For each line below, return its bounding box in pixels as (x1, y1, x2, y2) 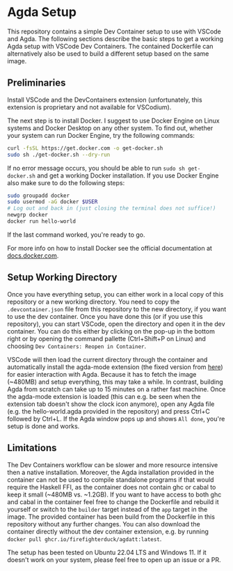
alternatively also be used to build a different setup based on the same (7, 49, 209, 58)
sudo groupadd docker (7, 192, 70, 199)
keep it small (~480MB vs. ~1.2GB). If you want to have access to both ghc (7, 490, 222, 499)
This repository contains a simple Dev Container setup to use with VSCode (7, 27, 221, 36)
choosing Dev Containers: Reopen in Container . (7, 342, 147, 350)
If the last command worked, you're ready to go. (7, 230, 145, 239)
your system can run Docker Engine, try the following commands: (7, 131, 195, 139)
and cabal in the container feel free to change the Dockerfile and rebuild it (7, 497, 219, 506)
